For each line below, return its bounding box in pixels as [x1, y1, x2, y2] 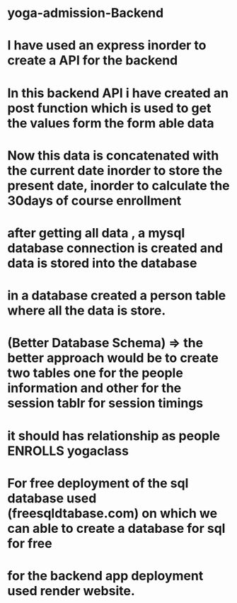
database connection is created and [7, 239, 224, 256]
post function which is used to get [7, 100, 212, 116]
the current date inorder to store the [7, 162, 223, 179]
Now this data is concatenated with [7, 147, 219, 164]
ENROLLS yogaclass [7, 443, 129, 458]
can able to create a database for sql [7, 520, 226, 536]
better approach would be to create [7, 350, 219, 366]
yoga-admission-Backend [7, 5, 164, 21]
